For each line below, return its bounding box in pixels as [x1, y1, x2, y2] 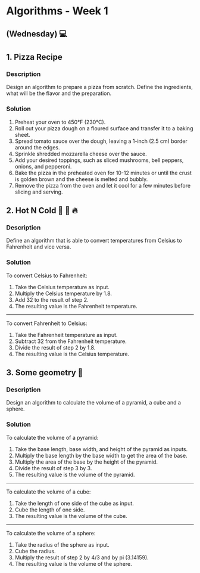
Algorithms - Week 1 [6, 4, 108, 18]
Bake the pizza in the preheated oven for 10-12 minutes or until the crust [14, 169, 192, 176]
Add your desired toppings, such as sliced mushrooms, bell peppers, [14, 157, 184, 164]
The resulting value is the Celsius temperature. [14, 350, 130, 357]
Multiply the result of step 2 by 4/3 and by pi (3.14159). [14, 554, 149, 561]
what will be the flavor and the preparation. [6, 90, 112, 97]
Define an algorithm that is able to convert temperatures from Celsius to [6, 237, 183, 244]
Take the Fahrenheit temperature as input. [14, 331, 118, 338]
